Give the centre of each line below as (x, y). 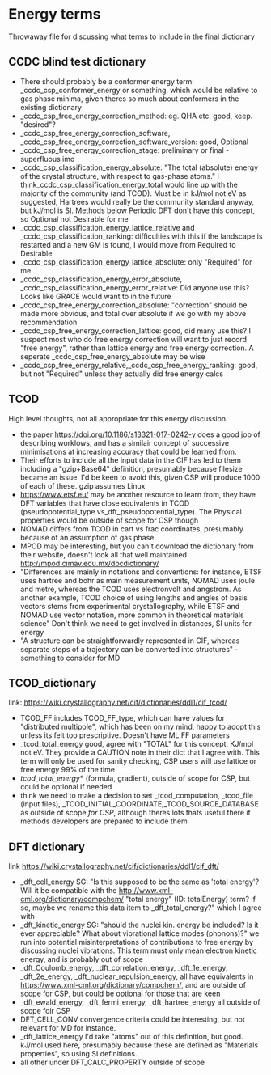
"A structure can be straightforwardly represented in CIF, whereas (130, 641)
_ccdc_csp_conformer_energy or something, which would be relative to (139, 90)
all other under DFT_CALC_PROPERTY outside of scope (112, 1062)
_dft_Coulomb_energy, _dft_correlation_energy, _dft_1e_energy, (124, 968)
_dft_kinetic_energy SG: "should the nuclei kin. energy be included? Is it (139, 925)
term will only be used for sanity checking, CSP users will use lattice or (138, 761)
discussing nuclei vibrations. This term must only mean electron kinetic (138, 950)
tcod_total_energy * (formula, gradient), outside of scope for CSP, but (135, 778)
